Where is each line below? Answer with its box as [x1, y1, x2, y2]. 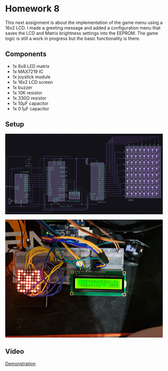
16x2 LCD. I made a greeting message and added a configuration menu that [5, 24, 161, 30]
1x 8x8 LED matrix [12, 63, 50, 69]
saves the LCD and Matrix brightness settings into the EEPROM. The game [5, 30, 158, 36]
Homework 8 [5, 3, 60, 14]
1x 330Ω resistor [12, 95, 46, 101]
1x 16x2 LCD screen [12, 79, 53, 85]
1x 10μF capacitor [12, 100, 49, 106]
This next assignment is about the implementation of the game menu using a [5, 19, 163, 25]
